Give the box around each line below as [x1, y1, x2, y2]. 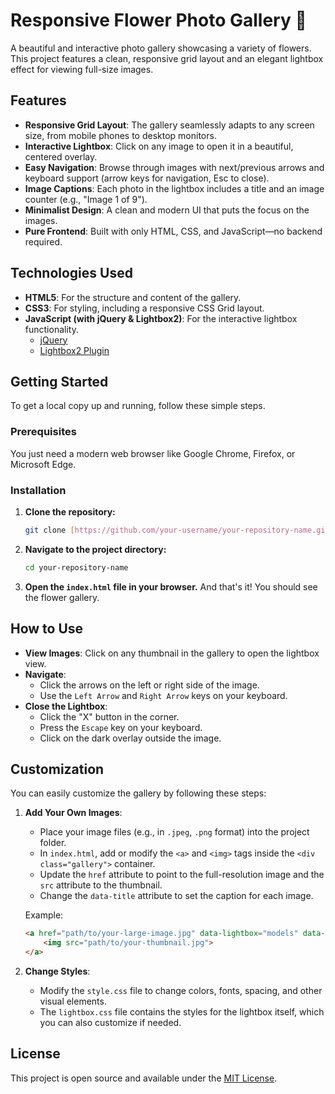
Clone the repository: [24, 505, 116, 518]
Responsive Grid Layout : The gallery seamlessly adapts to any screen [24, 119, 315, 131]
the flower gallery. [24, 591, 100, 603]
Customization [10, 760, 105, 778]
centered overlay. [24, 150, 98, 163]
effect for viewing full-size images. [10, 63, 154, 75]
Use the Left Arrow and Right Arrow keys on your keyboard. [39, 689, 288, 701]
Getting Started [10, 373, 109, 390]
